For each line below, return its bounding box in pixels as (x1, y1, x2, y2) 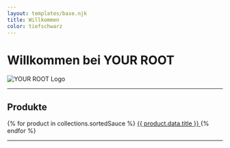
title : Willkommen (7, 16, 60, 23)
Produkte (7, 101, 48, 113)
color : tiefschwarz (7, 23, 63, 29)
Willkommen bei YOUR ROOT (7, 52, 175, 68)
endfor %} (7, 127, 36, 135)
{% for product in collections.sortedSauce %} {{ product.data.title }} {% (7, 119, 209, 127)
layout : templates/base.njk (7, 10, 88, 17)
